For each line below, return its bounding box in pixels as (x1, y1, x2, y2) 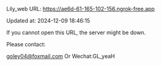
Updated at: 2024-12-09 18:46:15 (6, 17, 91, 24)
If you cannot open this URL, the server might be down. (6, 29, 146, 36)
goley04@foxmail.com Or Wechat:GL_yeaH (6, 53, 115, 60)
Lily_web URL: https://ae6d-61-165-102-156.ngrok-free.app (6, 5, 155, 12)
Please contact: (6, 41, 46, 48)
